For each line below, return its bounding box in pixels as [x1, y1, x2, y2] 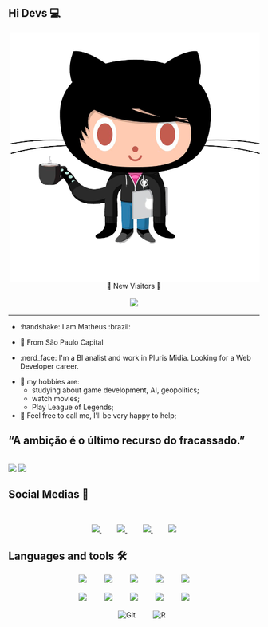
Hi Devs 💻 [8, 6, 61, 20]
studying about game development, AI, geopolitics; [31, 385, 199, 395]
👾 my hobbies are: [19, 377, 80, 386]
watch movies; [31, 393, 80, 403]
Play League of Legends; [31, 402, 114, 412]
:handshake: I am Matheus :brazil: [19, 321, 132, 331]
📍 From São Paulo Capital [19, 337, 104, 347]
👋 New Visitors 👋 [106, 281, 162, 290]
